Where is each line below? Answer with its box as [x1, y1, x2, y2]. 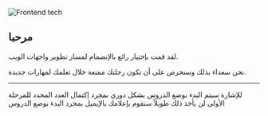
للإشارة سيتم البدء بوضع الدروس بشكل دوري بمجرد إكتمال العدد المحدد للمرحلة [8, 90, 243, 99]
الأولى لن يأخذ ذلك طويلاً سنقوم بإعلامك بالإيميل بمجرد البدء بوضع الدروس [8, 98, 225, 107]
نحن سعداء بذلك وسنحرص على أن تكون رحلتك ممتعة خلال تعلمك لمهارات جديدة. [8, 67, 246, 76]
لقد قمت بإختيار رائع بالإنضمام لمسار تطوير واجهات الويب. [8, 52, 179, 61]
